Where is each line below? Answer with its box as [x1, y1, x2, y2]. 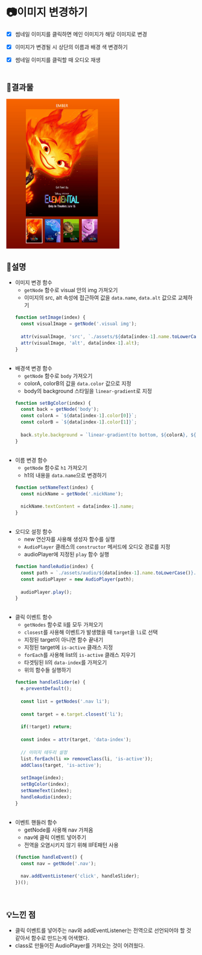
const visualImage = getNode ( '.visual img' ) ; [21, 321, 137, 327]
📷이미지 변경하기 [6, 5, 88, 19]
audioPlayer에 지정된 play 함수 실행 [24, 551, 110, 558]
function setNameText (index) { [14, 484, 94, 491]
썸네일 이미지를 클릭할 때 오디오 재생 [14, 56, 101, 64]
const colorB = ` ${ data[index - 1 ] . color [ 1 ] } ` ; [21, 419, 137, 425]
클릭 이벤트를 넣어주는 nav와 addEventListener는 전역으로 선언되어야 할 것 [14, 927, 192, 934]
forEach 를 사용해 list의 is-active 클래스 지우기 [24, 651, 136, 659]
